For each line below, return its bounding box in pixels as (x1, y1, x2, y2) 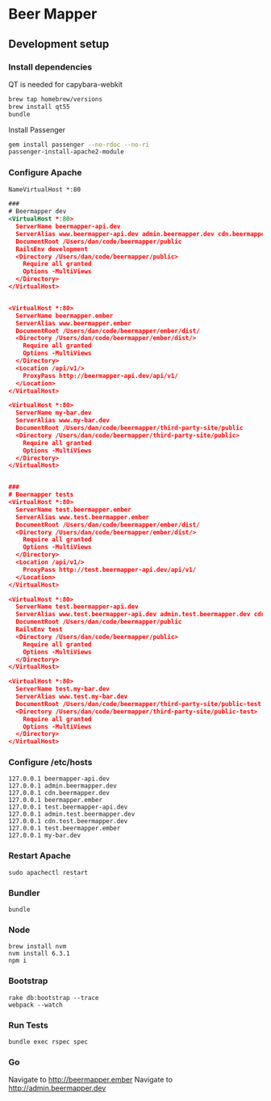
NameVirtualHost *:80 (8, 185, 81, 194)
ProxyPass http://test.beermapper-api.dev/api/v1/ (23, 565, 197, 574)
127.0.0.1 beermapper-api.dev (8, 775, 110, 784)
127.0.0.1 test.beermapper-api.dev (8, 803, 128, 812)
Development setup (8, 37, 110, 51)
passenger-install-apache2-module (8, 148, 125, 156)
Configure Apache (8, 167, 82, 179)
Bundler (8, 887, 40, 898)
